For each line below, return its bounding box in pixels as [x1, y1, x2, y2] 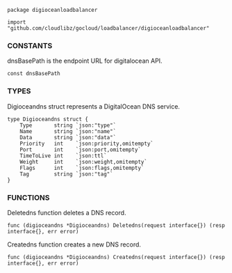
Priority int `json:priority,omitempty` [19, 140, 154, 147]
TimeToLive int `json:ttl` [19, 152, 108, 159]
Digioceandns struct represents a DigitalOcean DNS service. [7, 102, 181, 111]
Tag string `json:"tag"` [19, 171, 113, 178]
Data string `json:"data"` [19, 134, 117, 141]
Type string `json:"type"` [19, 122, 117, 129]
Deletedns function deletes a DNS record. [7, 208, 126, 217]
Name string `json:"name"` [19, 127, 117, 135]
